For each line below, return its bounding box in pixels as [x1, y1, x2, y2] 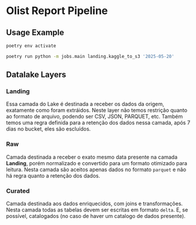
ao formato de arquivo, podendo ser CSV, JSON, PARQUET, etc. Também [6, 113, 183, 120]
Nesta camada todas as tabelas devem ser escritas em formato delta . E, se [6, 206, 188, 213]
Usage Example [6, 28, 65, 37]
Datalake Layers [6, 70, 66, 80]
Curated [6, 186, 31, 195]
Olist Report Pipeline [6, 4, 109, 18]
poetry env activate [6, 43, 57, 49]
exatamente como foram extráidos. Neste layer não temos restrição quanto [6, 107, 188, 114]
